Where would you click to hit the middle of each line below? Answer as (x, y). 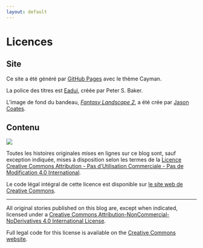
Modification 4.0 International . (44, 172)
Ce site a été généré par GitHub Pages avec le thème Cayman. (84, 79)
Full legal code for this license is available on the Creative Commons (91, 233)
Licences (30, 41)
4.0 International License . (74, 221)
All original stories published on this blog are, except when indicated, (92, 208)
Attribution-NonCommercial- (134, 215)
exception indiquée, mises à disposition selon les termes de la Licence (94, 160)
